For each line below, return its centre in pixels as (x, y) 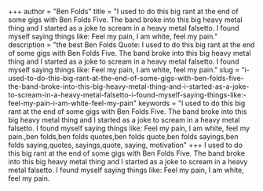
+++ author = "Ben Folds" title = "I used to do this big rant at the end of (123, 11)
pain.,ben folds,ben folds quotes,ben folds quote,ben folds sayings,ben (123, 136)
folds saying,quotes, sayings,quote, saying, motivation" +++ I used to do (126, 145)
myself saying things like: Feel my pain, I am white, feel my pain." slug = (124, 70)
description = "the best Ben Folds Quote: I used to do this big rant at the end (131, 45)
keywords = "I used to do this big (192, 103)
